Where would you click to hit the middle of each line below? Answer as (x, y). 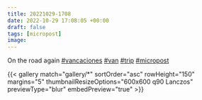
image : (17, 40)
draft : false (27, 27)
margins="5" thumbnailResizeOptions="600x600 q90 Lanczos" (100, 82)
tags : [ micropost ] (34, 34)
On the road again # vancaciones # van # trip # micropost (88, 60)
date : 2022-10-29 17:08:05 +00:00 (58, 21)
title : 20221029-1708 (39, 14)
